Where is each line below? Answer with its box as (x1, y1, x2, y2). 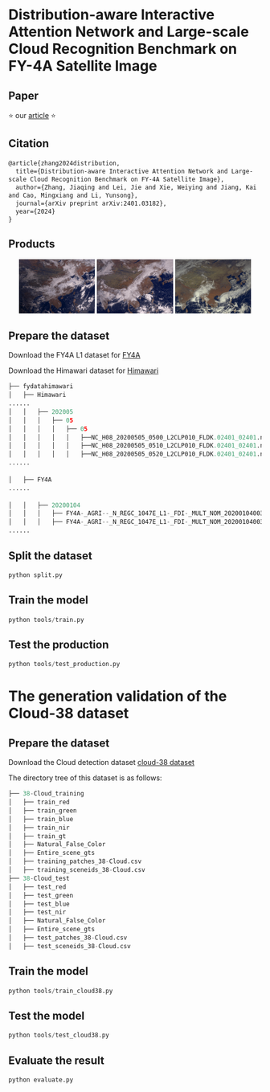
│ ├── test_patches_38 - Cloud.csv (8, 934, 128, 942)
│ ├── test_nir (8, 908, 67, 917)
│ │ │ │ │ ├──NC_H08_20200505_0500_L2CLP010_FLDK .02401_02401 (8, 433, 257, 441)
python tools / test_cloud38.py (8, 1031, 110, 1040)
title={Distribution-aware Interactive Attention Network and (15, 167, 228, 175)
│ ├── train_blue (8, 815, 74, 823)
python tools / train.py (8, 616, 84, 624)
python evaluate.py (8, 1075, 74, 1084)
